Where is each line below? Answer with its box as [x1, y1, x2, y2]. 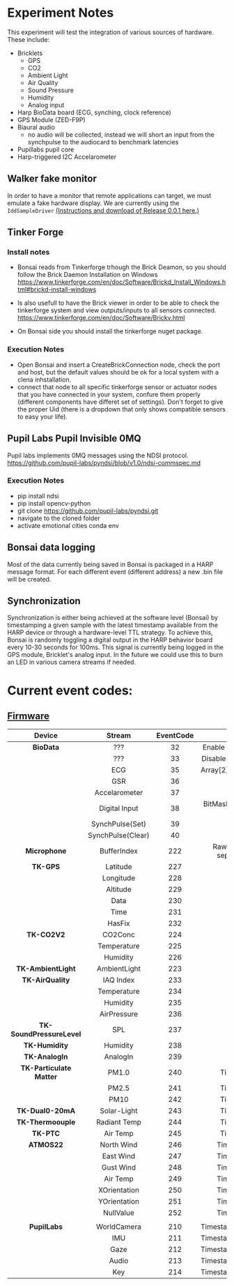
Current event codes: [7, 682, 133, 698]
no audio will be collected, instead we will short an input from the [27, 130, 214, 139]
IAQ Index [102, 975, 135, 985]
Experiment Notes [7, 5, 114, 21]
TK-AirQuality [22, 975, 70, 985]
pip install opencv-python [17, 499, 91, 507]
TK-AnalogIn [24, 1052, 68, 1061]
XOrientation [97, 1186, 139, 1195]
